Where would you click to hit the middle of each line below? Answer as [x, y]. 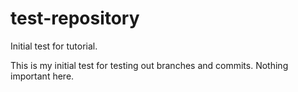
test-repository [75, 18]
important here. [42, 76]
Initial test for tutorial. [54, 46]
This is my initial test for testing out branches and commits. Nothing [149, 65]
